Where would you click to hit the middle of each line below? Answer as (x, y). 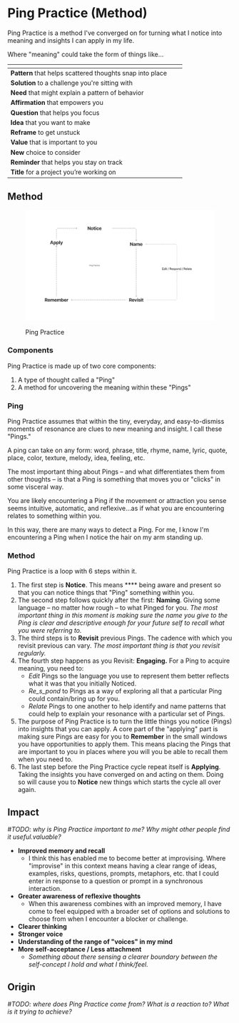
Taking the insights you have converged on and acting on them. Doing (121, 775)
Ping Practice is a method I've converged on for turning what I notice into (115, 33)
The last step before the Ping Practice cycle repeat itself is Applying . (119, 767)
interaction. (45, 889)
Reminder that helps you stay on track (67, 162)
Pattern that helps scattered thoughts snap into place (89, 73)
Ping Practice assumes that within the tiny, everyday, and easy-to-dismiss (116, 422)
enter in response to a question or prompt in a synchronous (116, 881)
